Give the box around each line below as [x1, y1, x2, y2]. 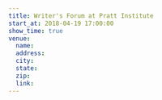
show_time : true [8, 27, 63, 35]
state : [15, 65, 38, 73]
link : [15, 79, 35, 87]
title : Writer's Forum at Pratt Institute [8, 11, 154, 20]
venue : [8, 34, 31, 43]
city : [15, 57, 35, 65]
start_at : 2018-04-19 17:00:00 [8, 19, 114, 27]
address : [15, 49, 45, 57]
